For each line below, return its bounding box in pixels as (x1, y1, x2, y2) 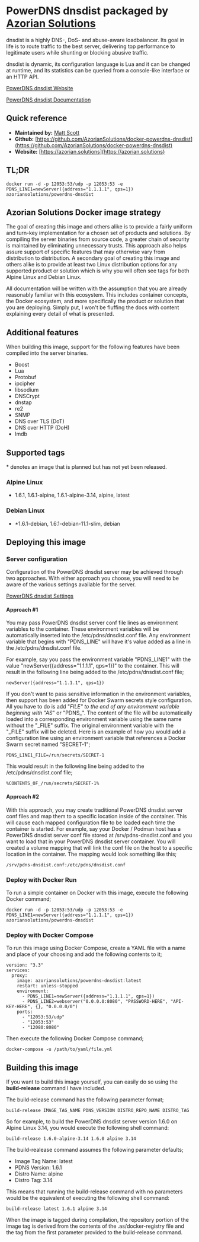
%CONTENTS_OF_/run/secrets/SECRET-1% (6, 780, 99, 787)
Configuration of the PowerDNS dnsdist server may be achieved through (6, 568, 184, 576)
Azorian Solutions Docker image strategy (6, 207, 161, 217)
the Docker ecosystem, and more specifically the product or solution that (6, 298, 185, 305)
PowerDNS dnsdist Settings (6, 592, 74, 600)
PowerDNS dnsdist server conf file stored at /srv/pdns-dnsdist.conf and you (6, 831, 192, 838)
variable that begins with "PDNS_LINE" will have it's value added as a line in (6, 638, 191, 645)
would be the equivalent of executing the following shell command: (6, 1195, 170, 1202)
